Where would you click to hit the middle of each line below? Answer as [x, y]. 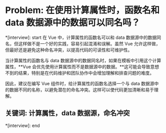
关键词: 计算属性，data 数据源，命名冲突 [67, 113]
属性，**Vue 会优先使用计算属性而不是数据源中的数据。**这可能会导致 [78, 66]
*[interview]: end [22, 126]
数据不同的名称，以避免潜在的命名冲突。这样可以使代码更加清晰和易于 [81, 90]
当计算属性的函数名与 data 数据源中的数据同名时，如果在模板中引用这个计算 [83, 60]
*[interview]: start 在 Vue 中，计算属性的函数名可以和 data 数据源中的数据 [81, 37]
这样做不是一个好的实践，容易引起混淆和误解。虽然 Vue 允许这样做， [89, 43]
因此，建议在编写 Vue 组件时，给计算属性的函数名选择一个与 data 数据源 [80, 83]
